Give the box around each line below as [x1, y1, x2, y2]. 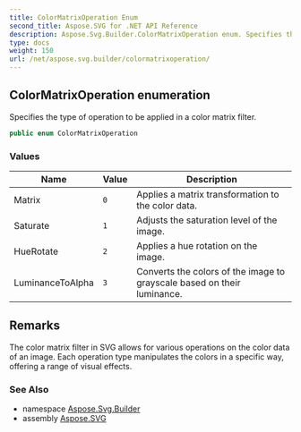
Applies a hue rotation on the [135, 239, 258, 251]
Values [9, 149, 40, 162]
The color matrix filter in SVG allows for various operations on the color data [9, 342, 290, 352]
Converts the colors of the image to [135, 265, 285, 277]
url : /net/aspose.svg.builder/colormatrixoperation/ [9, 55, 211, 64]
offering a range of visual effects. [9, 360, 133, 371]
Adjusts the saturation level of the [135, 214, 278, 226]
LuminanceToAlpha [13, 276, 94, 289]
